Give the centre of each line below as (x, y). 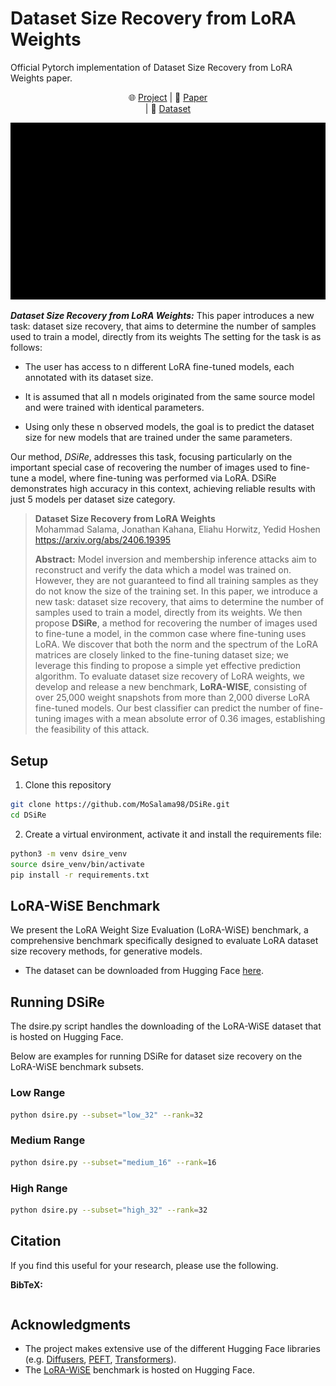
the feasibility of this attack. (92, 729)
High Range (39, 1188)
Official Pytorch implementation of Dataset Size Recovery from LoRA (151, 67)
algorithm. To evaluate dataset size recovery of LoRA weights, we (169, 676)
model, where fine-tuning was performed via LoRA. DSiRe (157, 478)
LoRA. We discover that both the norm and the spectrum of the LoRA (176, 644)
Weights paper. (41, 78)
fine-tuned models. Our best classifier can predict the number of (168, 708)
